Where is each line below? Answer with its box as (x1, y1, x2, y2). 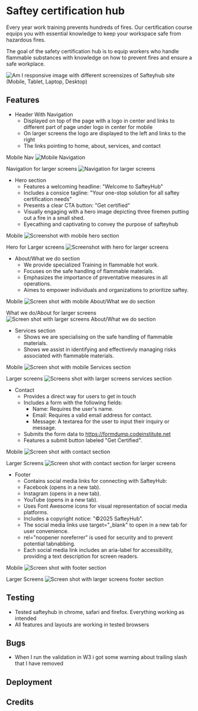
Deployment (6, 677, 53, 687)
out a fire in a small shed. (23, 214, 85, 221)
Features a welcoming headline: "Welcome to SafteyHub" (23, 183, 164, 190)
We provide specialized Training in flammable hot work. (23, 261, 159, 268)
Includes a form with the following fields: (23, 399, 123, 406)
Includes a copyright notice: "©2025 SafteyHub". (23, 515, 144, 522)
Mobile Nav (6, 154, 34, 161)
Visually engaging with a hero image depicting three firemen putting (23, 208, 189, 215)
